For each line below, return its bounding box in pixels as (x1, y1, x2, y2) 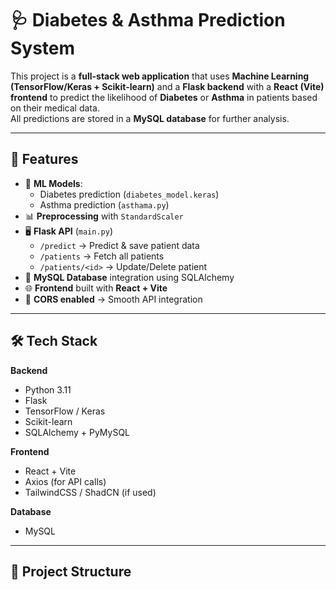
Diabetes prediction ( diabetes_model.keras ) (39, 188, 220, 200)
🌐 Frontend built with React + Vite (24, 282, 168, 294)
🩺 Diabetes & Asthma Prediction (10, 9, 286, 32)
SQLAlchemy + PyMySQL (24, 426, 131, 438)
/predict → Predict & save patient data (39, 239, 200, 251)
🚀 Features (10, 151, 79, 168)
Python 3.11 (24, 383, 72, 396)
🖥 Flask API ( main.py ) (24, 225, 114, 237)
